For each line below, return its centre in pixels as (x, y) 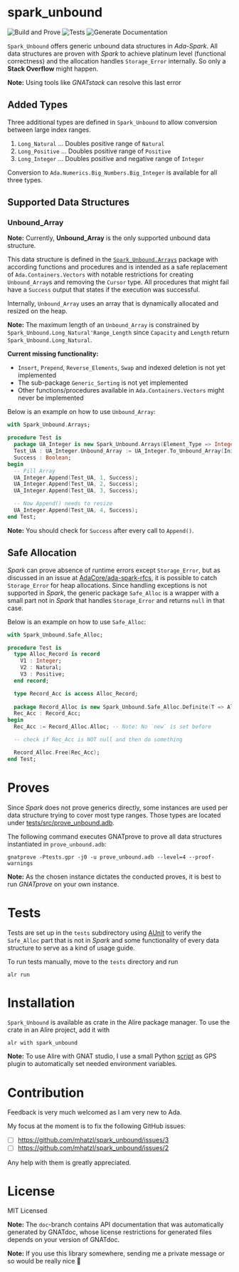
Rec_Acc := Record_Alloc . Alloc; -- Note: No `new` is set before (113, 727)
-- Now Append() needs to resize (63, 504)
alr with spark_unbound (43, 1043)
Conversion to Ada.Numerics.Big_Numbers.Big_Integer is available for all (112, 172)
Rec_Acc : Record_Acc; (47, 713)
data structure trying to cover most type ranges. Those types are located (114, 815)
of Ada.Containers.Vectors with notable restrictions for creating (101, 274)
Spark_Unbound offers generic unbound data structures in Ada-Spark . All (113, 46)
